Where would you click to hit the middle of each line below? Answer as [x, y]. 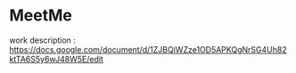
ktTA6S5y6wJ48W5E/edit [57, 59]
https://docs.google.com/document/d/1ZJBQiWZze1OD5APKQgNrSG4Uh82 [148, 49]
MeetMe [41, 16]
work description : [42, 40]
